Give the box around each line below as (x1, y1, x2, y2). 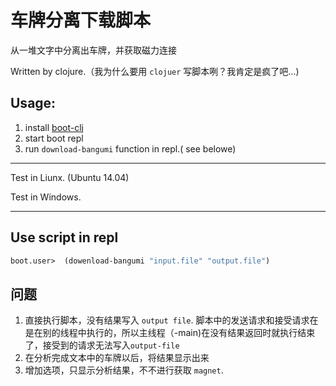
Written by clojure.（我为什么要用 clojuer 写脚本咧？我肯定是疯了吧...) (10, 65, 300, 77)
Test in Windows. (10, 191, 82, 203)
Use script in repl (10, 229, 119, 246)
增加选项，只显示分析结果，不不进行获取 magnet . (24, 364, 224, 376)
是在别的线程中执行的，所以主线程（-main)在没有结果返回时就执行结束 (24, 327, 316, 339)
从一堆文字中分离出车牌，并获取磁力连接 (10, 44, 177, 56)
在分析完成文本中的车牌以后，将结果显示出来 (24, 352, 210, 364)
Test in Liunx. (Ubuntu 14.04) (10, 171, 130, 183)
